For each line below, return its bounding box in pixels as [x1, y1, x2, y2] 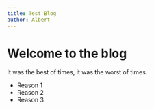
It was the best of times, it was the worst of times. [7, 68, 148, 76]
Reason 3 [16, 96, 44, 104]
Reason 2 [16, 89, 44, 97]
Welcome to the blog [7, 46, 127, 61]
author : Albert [7, 16, 51, 23]
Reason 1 [16, 81, 43, 89]
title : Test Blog [7, 10, 57, 17]
